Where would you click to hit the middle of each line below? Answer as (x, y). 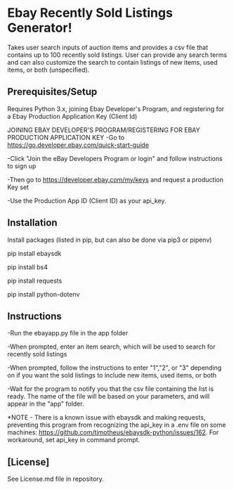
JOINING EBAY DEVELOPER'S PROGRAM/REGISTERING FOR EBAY (104, 130)
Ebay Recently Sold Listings (90, 13)
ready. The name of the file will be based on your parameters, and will (109, 396)
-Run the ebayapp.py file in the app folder (68, 333)
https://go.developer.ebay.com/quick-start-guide (78, 145)
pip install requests (35, 281)
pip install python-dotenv (44, 294)
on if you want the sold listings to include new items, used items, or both (112, 375)
